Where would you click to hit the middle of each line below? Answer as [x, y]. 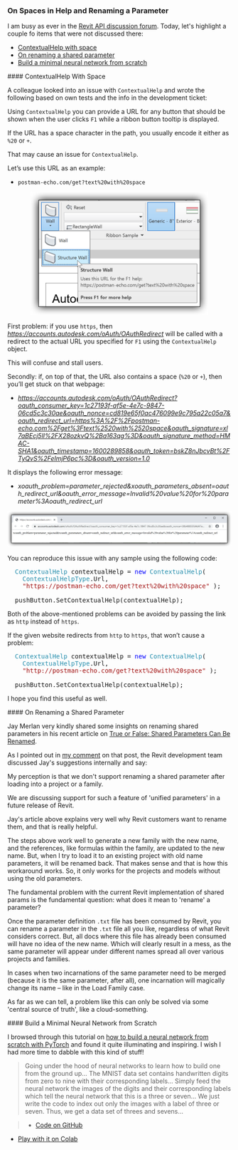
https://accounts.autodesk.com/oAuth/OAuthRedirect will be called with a [115, 334]
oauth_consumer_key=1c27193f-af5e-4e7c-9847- [91, 405]
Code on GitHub [59, 1125]
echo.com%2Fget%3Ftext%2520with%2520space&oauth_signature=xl [123, 428]
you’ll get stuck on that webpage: [56, 384]
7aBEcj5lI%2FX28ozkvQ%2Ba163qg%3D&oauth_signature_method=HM [124, 436]
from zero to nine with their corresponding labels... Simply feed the [123, 1081]
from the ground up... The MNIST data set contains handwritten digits [126, 1074]
